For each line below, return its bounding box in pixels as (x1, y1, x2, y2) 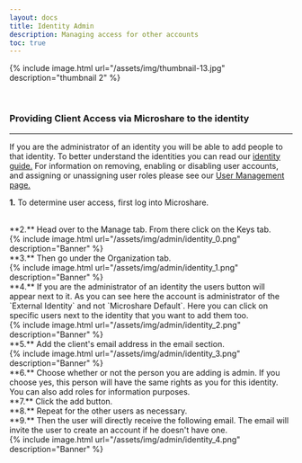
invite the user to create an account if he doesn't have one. (9, 424, 228, 435)
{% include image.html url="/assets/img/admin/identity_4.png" (9, 433, 241, 445)
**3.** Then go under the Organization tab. (9, 253, 172, 263)
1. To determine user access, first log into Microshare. (9, 197, 209, 208)
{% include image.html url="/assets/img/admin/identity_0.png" (9, 233, 241, 244)
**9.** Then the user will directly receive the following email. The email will (9, 414, 289, 425)
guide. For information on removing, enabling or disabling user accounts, (9, 160, 279, 171)
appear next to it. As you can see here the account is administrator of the (9, 290, 280, 301)
